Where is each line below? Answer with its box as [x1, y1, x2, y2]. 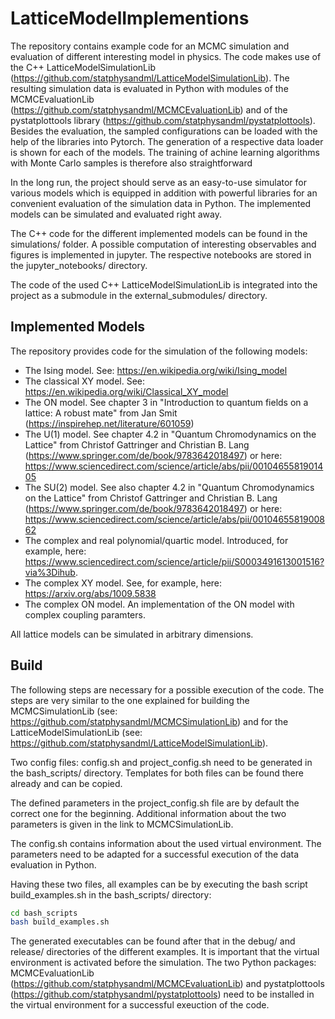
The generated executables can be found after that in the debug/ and [10, 935, 296, 947]
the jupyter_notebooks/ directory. [10, 259, 148, 271]
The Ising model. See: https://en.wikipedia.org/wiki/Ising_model [24, 364, 288, 376]
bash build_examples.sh [10, 917, 110, 927]
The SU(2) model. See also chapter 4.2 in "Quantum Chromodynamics [24, 481, 315, 493]
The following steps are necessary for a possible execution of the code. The [10, 683, 325, 696]
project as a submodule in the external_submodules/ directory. [10, 289, 268, 301]
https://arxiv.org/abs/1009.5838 [24, 587, 157, 599]
